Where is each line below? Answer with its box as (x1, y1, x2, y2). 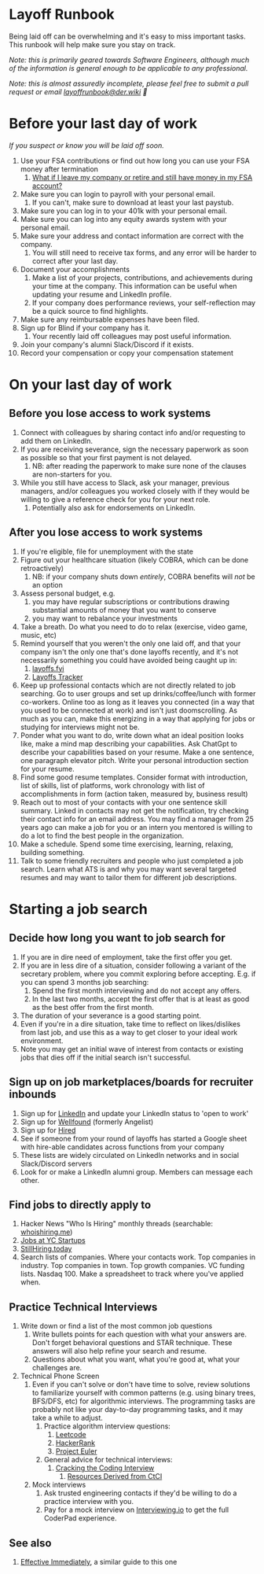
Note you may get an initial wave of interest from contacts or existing (20, 1044, 244, 1053)
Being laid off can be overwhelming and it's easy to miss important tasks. (9, 31, 246, 41)
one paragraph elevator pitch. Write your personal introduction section (20, 755, 249, 765)
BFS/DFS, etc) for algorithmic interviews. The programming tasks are (31, 1396, 256, 1406)
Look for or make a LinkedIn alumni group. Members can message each (20, 1167, 254, 1177)
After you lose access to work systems (9, 525, 203, 540)
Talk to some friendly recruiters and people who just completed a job (20, 856, 244, 865)
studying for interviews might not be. (20, 722, 140, 732)
